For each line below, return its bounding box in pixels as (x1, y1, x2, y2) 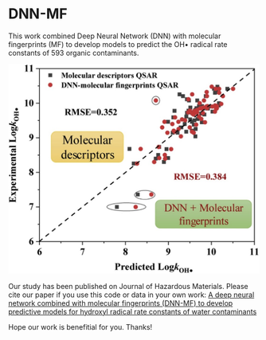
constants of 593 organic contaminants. (8, 48, 139, 57)
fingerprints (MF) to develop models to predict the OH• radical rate (8, 39, 229, 49)
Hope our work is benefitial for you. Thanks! (8, 322, 153, 331)
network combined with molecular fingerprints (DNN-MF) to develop (8, 298, 233, 307)
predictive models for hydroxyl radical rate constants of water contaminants (8, 307, 257, 316)
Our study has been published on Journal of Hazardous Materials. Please (8, 281, 248, 291)
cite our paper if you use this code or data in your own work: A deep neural (8, 290, 255, 299)
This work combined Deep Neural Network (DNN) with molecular (8, 31, 221, 41)
